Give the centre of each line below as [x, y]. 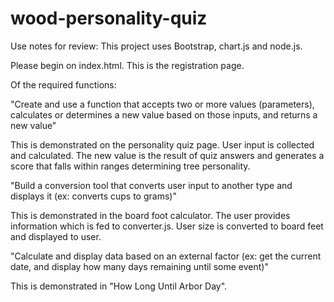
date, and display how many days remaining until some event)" [139, 266]
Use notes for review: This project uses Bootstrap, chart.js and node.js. [156, 46]
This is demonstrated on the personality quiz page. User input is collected [162, 144]
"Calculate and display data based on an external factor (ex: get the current [166, 256]
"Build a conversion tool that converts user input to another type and [151, 185]
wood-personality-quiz [109, 18]
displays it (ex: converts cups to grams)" [93, 196]
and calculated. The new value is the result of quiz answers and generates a [167, 155]
